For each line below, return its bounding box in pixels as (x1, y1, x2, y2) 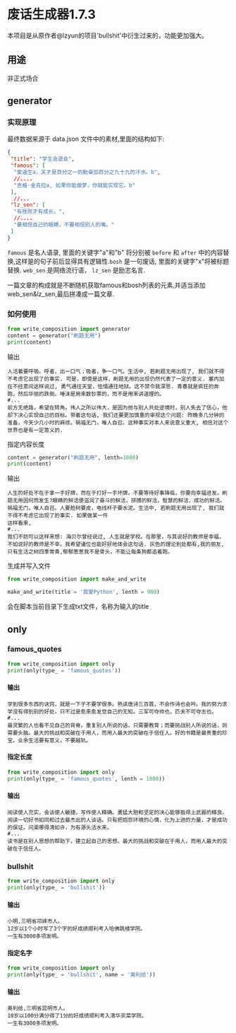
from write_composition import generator (7, 325, 131, 332)
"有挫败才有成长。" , (13, 208, 66, 216)
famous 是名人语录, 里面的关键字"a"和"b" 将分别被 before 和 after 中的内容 (7, 248, 223, 257)
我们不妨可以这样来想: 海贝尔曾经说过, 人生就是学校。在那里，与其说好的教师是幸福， (7, 533, 225, 541)
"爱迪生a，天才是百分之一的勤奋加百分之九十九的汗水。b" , (13, 169, 161, 176)
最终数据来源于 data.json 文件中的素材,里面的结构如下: (7, 135, 165, 144)
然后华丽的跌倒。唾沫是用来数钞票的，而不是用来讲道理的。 (17, 390, 165, 397)
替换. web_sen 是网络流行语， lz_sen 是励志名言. (7, 266, 146, 274)
